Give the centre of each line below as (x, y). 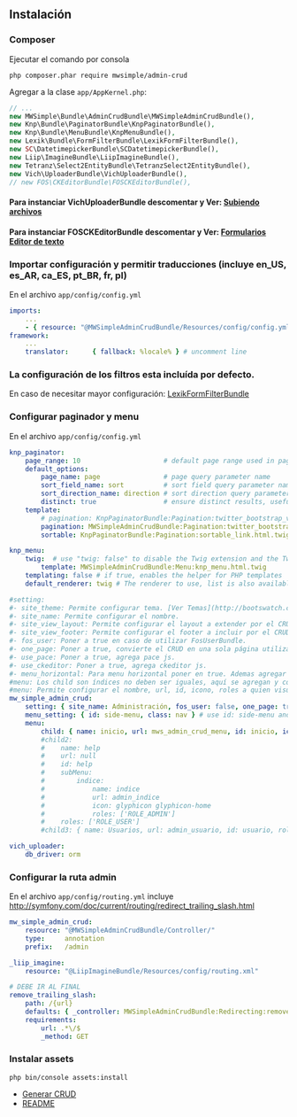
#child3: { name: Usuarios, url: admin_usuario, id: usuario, (158, 830)
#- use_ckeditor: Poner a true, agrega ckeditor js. (108, 665)
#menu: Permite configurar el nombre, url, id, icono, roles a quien (140, 690)
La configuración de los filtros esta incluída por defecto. (132, 375)
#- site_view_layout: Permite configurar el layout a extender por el (142, 624)
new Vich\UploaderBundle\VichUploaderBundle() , (99, 174)
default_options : (57, 469)
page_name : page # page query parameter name (156, 477)
